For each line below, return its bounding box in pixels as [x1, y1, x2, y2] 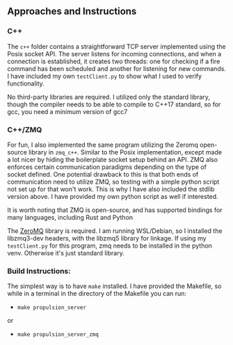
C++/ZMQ [7, 125, 42, 134]
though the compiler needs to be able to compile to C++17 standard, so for [7, 100, 221, 109]
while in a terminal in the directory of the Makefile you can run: [7, 289, 186, 298]
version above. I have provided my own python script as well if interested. [7, 192, 218, 200]
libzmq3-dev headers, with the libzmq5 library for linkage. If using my [7, 234, 207, 242]
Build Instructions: [7, 266, 71, 275]
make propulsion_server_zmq [17, 331, 99, 338]
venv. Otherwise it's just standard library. [7, 248, 124, 257]
